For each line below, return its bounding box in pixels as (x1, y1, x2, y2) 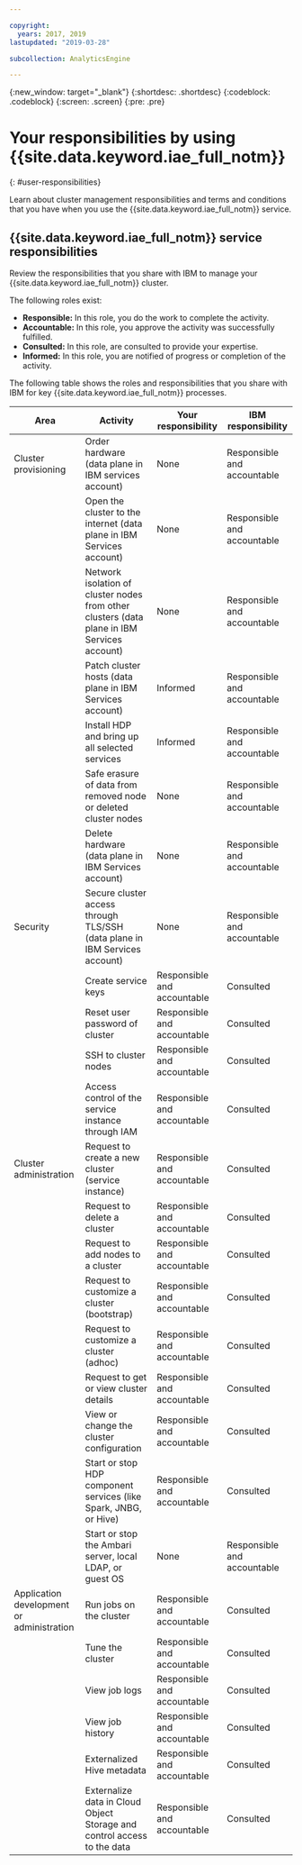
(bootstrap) (84, 1308, 133, 1320)
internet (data (84, 517, 143, 530)
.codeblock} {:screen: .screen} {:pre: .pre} (9, 96, 165, 107)
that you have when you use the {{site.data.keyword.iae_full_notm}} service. (9, 204, 292, 214)
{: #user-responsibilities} (9, 177, 102, 187)
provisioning (13, 463, 67, 476)
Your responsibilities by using (9, 128, 236, 149)
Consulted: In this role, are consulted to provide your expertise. (22, 341, 259, 351)
